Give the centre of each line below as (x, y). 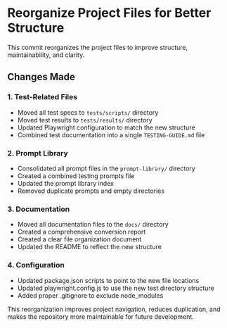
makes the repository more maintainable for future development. (101, 316)
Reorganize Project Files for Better (109, 13)
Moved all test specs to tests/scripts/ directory (88, 112)
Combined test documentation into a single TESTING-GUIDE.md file (111, 134)
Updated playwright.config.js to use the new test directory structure (116, 288)
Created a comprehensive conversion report (82, 232)
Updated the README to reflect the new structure (89, 247)
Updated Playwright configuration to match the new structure (106, 127)
